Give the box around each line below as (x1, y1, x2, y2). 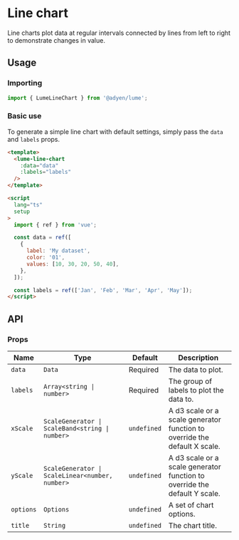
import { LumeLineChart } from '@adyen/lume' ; (7, 94, 148, 101)
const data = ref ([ (14, 234, 72, 242)
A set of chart (168, 500, 214, 510)
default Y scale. (168, 488, 221, 498)
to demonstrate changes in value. (7, 36, 105, 44)
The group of (168, 376, 212, 386)
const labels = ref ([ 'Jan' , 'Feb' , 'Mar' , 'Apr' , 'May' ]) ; (14, 286, 193, 294)
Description (177, 353, 219, 363)
